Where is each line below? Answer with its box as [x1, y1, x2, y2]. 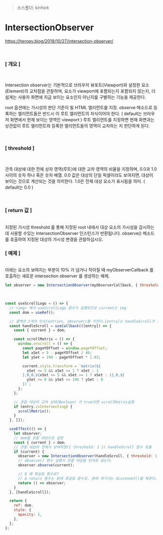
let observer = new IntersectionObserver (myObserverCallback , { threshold [5, 283, 160, 288]
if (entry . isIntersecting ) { [14, 404, 73, 409]
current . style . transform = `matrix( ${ [22, 363, 101, 368]
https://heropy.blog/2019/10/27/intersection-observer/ [5, 38, 114, 44]
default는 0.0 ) [5, 184, 33, 190]
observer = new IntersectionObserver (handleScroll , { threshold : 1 [17, 454, 158, 459]
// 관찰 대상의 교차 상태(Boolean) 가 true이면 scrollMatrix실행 [14, 400, 134, 404]
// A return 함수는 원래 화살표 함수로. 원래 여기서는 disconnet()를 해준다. [17, 476, 158, 481]
